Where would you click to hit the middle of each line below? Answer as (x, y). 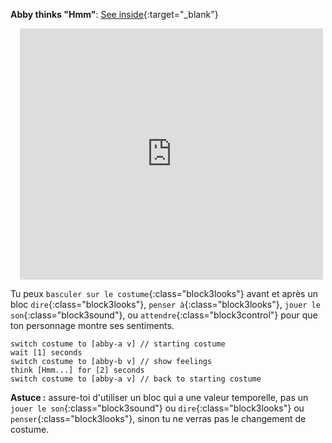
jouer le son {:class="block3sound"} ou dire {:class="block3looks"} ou (157, 408)
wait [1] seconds (46, 353)
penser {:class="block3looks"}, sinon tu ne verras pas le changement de (158, 418)
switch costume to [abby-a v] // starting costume (118, 344)
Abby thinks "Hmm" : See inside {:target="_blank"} (114, 14)
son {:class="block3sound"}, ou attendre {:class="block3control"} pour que (164, 315)
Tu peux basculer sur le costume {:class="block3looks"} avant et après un (164, 293)
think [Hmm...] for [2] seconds (77, 370)
